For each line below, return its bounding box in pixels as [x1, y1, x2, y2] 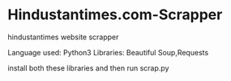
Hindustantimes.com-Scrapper [7, 6, 223, 24]
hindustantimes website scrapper [7, 32, 119, 42]
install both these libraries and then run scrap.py [7, 63, 169, 73]
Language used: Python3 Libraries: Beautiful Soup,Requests [7, 47, 209, 57]
